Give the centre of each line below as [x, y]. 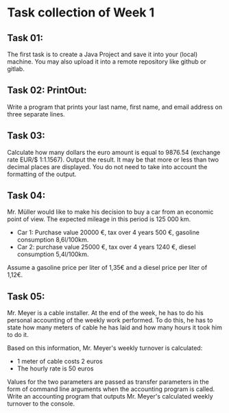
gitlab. [16, 69]
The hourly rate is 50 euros [55, 368]
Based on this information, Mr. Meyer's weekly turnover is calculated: [105, 348]
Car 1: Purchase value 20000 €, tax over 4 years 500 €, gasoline [108, 233]
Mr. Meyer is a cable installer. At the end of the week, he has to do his [106, 313]
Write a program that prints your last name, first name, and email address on [115, 107]
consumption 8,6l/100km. [53, 240]
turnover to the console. [41, 404]
